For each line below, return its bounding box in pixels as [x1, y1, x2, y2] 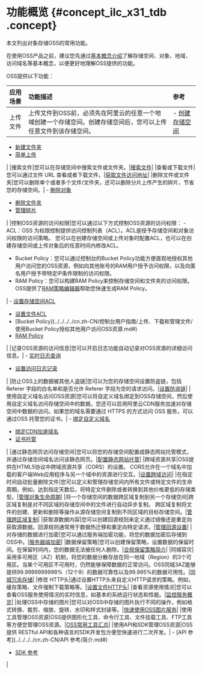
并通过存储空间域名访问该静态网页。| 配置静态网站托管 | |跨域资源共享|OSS [6, 455, 189, 463]
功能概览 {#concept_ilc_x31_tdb [6, 5, 167, 19]
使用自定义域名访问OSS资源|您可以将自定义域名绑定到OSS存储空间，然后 [6, 392, 188, 400]
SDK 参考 [14, 649, 38, 656]
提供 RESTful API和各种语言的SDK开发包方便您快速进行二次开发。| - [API [6, 628, 187, 636]
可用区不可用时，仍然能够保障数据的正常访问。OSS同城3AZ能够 [37, 560, 196, 568]
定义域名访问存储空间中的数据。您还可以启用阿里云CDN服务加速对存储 [16, 400, 192, 407]
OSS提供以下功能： [6, 72, 54, 79]
